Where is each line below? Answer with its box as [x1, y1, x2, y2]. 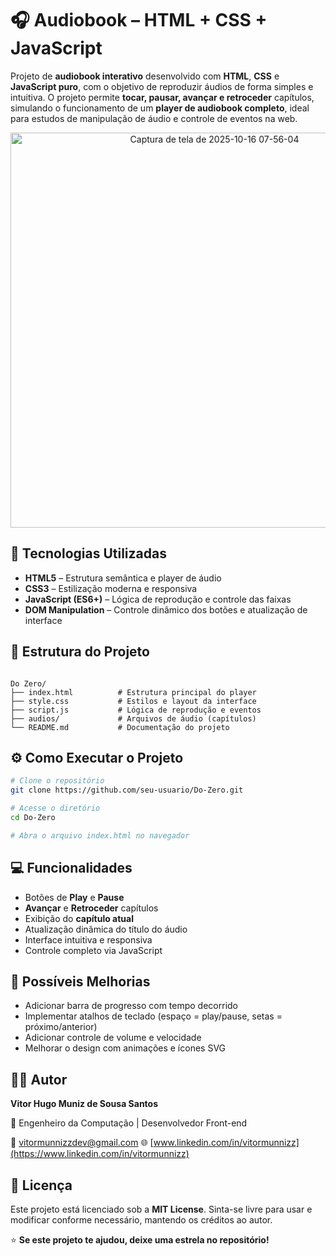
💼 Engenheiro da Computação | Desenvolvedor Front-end [10, 1117, 248, 1129]
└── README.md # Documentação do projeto [10, 722, 230, 732]
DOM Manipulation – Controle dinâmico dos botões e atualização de [24, 603, 308, 616]
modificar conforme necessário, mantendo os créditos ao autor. [10, 1214, 273, 1226]
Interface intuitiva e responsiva [24, 933, 153, 946]
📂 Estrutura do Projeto [10, 643, 150, 661]
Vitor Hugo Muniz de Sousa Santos [10, 1098, 159, 1110]
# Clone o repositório [10, 776, 105, 786]
